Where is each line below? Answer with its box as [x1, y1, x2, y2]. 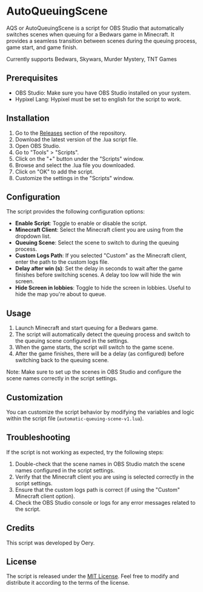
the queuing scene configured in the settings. [15, 337, 129, 345]
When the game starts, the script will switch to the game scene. [15, 344, 175, 351]
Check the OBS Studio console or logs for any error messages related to [15, 499, 196, 506]
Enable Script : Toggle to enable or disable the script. [15, 220, 147, 227]
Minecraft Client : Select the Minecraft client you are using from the [15, 226, 184, 234]
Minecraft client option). [15, 493, 76, 500]
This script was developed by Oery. [6, 539, 95, 547]
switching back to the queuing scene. [15, 357, 109, 364]
